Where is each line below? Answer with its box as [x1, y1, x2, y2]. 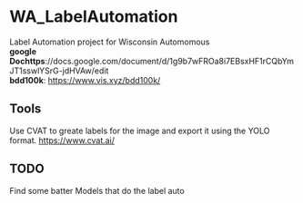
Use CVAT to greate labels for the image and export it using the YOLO [9, 125, 270, 136]
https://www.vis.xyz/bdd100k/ [47, 74, 161, 85]
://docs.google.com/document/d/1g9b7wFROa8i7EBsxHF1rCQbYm [45, 55, 294, 66]
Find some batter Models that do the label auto [9, 185, 185, 196]
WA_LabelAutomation [9, 6, 178, 27]
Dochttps [9, 55, 45, 66]
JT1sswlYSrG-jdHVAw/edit [9, 65, 109, 76]
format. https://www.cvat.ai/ [9, 134, 116, 146]
